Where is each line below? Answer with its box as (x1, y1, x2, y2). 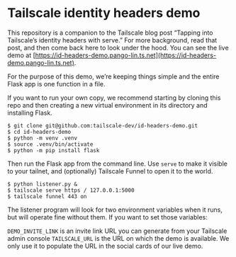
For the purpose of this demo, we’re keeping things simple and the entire (7, 72, 220, 81)
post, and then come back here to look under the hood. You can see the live (7, 43, 229, 52)
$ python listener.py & (7, 181, 78, 188)
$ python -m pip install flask (7, 147, 100, 154)
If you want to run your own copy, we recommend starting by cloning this (7, 93, 221, 102)
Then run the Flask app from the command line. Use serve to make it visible (7, 159, 228, 168)
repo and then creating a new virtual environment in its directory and (7, 101, 208, 109)
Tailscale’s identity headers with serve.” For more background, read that (7, 35, 218, 44)
